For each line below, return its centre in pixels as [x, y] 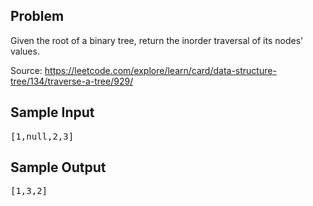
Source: [26, 70]
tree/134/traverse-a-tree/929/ [72, 81]
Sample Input [52, 112]
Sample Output [58, 167]
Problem [37, 16]
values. [25, 51]
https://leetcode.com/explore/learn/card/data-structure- [160, 70]
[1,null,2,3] [42, 136]
